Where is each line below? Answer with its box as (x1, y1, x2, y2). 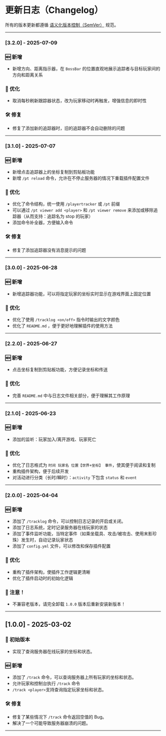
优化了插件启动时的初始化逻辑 (12, 575, 73, 581)
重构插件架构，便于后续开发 (12, 468, 69, 474)
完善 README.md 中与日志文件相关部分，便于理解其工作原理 (12, 393, 130, 399)
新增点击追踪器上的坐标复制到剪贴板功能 (12, 169, 95, 175)
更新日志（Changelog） (5, 4, 103, 16)
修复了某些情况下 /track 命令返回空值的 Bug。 (12, 714, 107, 720)
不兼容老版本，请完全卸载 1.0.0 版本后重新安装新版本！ (12, 601, 126, 607)
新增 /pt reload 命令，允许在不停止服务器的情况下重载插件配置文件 (12, 175, 150, 181)
